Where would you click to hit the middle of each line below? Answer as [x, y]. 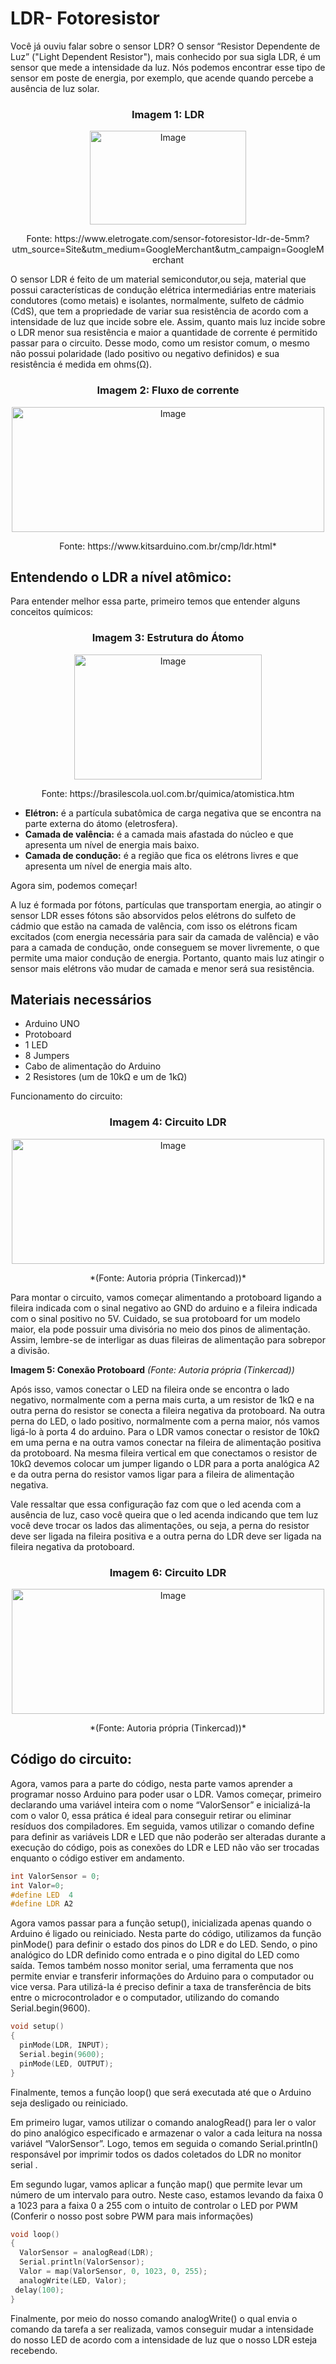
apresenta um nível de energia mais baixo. [112, 844]
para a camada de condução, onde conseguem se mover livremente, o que [165, 947]
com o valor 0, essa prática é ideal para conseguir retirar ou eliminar [151, 1815]
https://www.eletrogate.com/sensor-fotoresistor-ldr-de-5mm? [182, 239]
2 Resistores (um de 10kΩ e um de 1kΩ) [106, 1077]
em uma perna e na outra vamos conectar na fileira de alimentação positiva [166, 1442]
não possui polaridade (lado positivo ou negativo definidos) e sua [145, 354]
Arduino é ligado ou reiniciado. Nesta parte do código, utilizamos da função [166, 1934]
